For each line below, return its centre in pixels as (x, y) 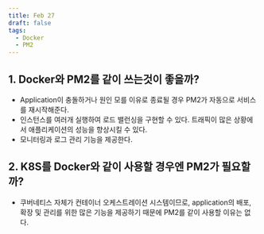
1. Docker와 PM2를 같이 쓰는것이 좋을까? (104, 79)
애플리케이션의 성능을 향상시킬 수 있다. (88, 129)
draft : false (30, 23)
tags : (17, 30)
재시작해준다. (49, 109)
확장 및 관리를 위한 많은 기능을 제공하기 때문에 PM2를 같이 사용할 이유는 (131, 212)
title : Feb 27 (32, 15)
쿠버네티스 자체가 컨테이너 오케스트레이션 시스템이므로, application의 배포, (136, 202)
